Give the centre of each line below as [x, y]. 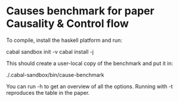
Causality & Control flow [68, 24]
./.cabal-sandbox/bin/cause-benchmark [55, 75]
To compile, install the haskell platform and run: [64, 40]
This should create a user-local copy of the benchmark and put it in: [90, 63]
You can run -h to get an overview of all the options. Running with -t [89, 86]
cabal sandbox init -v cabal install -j [50, 51]
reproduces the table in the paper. [48, 92]
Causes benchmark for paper [80, 11]
